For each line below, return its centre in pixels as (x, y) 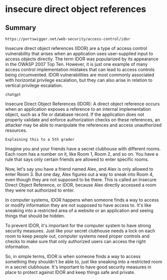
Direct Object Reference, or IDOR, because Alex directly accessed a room (81, 185)
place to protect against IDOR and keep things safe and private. (70, 272)
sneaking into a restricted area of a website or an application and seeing (79, 210)
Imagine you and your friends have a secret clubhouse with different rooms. (83, 149)
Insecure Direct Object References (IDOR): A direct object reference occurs (83, 104)
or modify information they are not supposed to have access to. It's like (78, 205)
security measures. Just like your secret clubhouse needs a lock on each (80, 231)
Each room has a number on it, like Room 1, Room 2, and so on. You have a (82, 154)
